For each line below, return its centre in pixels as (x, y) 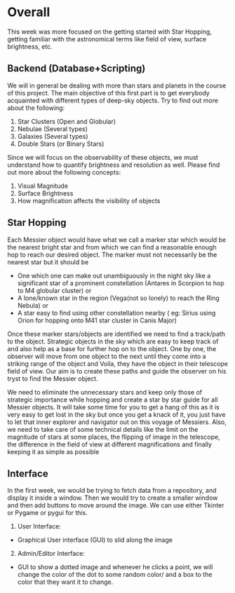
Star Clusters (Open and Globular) (67, 121)
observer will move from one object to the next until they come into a (107, 356)
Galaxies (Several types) (53, 136)
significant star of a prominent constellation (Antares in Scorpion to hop (121, 283)
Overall (29, 12)
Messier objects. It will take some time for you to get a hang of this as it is (113, 407)
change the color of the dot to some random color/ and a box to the (115, 575)
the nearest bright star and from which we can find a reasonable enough (112, 247)
